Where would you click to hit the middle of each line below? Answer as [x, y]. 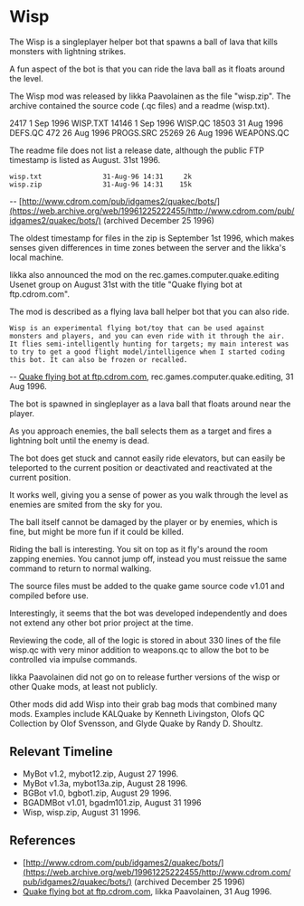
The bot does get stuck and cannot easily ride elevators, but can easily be [147, 458]
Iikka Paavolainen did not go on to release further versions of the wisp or [145, 677]
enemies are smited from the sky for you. [86, 504]
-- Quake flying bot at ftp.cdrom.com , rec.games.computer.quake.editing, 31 [152, 377]
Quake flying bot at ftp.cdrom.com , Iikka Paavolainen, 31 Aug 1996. [147, 891]
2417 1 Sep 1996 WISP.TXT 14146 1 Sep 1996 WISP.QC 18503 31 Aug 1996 [146, 123]
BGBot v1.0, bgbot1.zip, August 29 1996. [97, 793]
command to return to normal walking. [81, 568]
